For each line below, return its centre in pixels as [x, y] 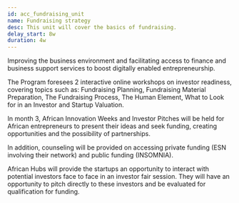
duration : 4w [27, 41]
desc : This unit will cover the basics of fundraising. [92, 27]
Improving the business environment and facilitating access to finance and [117, 61]
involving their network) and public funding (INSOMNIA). [90, 155]
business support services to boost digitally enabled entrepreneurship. [111, 68]
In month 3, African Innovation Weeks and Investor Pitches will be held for [116, 119]
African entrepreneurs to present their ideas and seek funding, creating [112, 126]
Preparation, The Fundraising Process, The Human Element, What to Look [116, 98]
